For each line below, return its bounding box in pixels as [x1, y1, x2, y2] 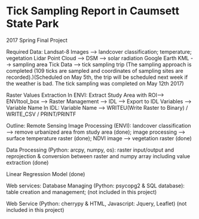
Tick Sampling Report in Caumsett [6, 4, 179, 18]
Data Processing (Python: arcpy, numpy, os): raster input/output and [6, 146, 174, 153]
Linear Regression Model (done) [6, 170, 85, 177]
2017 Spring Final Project [6, 36, 68, 44]
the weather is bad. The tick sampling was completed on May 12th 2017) [6, 79, 184, 87]
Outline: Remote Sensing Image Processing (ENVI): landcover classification [6, 122, 191, 129]
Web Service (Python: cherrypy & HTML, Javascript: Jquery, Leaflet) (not [6, 200, 187, 207]
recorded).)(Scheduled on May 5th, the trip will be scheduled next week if [6, 73, 188, 81]
